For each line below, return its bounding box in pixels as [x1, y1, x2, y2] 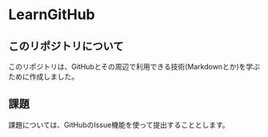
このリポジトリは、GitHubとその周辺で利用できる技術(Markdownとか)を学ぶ [8, 62, 260, 71]
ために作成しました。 [8, 72, 78, 81]
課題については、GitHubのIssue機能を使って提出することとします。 [8, 119, 230, 129]
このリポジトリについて [8, 39, 124, 53]
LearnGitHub [8, 6, 96, 24]
